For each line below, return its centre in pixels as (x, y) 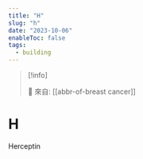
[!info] (37, 75)
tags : (17, 45)
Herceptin (25, 146)
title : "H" (26, 16)
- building (33, 52)
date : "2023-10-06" (41, 30)
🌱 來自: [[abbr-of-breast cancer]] (82, 91)
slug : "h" (25, 23)
